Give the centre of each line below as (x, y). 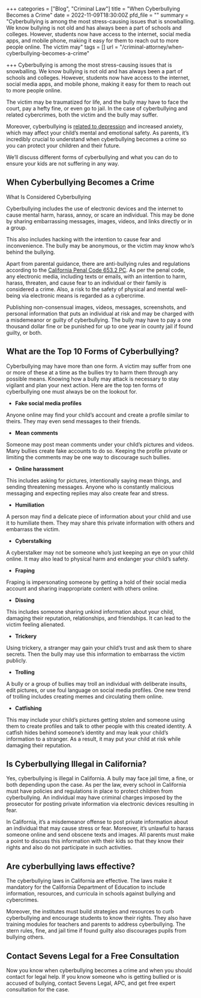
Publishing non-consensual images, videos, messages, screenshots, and (96, 307)
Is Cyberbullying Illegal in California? (76, 764)
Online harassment (39, 469)
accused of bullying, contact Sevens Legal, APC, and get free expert (91, 983)
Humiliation (30, 505)
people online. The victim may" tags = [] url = (62, 47)
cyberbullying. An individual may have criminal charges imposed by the (94, 798)
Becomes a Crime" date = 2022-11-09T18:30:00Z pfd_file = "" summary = (97, 15)
